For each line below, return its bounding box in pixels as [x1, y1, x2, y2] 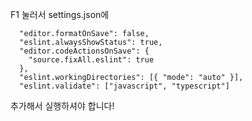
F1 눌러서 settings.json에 [10, 9, 110, 20]
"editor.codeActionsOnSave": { [19, 46, 150, 56]
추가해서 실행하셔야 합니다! [10, 100, 115, 112]
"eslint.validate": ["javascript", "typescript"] [19, 81, 230, 91]
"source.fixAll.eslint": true [28, 55, 155, 65]
